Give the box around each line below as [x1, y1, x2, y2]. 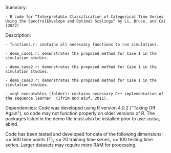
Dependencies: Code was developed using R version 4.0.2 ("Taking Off [5, 105, 156, 111]
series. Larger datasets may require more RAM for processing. [5, 142, 137, 148]
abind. [5, 121, 19, 127]
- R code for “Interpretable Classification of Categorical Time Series [5, 14, 164, 19]
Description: [5, 32, 31, 38]
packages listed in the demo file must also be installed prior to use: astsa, [5, 116, 160, 122]
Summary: [5, 5, 27, 10]
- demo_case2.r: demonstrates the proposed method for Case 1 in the [5, 64, 157, 70]
